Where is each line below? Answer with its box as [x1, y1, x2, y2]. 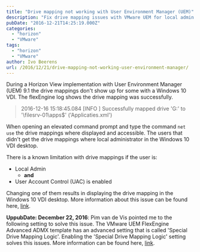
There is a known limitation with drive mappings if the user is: [6, 154, 157, 161]
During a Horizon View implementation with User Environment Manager [6, 81, 183, 88]
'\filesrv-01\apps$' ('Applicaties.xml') [20, 111, 113, 119]
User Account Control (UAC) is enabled [14, 178, 112, 186]
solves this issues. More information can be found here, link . [6, 239, 155, 247]
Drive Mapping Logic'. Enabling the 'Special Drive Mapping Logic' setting [6, 233, 186, 240]
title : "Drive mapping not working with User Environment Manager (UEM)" [6, 8, 195, 15]
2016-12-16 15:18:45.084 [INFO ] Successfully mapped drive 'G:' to [20, 105, 186, 113]
